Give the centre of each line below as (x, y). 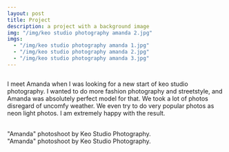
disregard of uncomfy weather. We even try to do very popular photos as (111, 106)
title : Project (29, 20)
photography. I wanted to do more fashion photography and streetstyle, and (115, 91)
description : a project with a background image (78, 26)
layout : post (26, 13)
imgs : (15, 39)
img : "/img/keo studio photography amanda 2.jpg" (80, 33)
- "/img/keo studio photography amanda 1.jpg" (81, 45)
